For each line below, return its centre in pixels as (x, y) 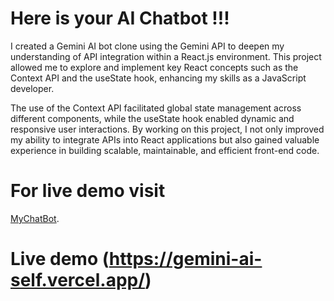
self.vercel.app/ (78, 280)
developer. (32, 88)
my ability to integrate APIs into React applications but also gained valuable (165, 139)
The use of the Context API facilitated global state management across (156, 108)
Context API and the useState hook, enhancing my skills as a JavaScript (158, 78)
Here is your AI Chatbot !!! (120, 18)
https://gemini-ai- (185, 259)
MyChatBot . (35, 218)
